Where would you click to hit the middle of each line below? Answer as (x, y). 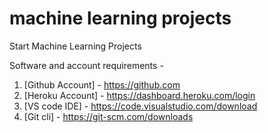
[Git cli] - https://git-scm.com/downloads (108, 116)
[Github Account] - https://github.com (102, 84)
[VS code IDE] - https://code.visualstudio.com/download (140, 106)
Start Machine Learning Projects (75, 46)
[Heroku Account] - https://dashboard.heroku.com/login (139, 95)
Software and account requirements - (86, 65)
